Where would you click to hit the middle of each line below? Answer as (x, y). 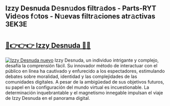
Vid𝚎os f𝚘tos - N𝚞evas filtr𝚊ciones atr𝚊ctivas (80, 17)
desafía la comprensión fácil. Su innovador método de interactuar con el (81, 65)
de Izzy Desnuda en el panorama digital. (48, 98)
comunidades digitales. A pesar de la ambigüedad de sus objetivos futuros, (85, 82)
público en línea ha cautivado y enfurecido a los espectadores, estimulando (85, 71)
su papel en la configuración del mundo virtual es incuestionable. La (77, 87)
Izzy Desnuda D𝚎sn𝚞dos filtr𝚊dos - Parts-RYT (81, 8)
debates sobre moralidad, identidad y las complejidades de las (71, 76)
